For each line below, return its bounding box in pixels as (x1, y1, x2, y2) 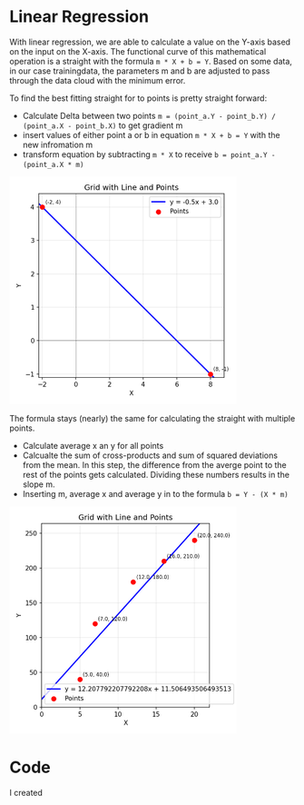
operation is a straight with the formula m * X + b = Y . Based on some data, (9, 55, 293, 66)
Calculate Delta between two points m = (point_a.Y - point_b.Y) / (22, 110, 277, 121)
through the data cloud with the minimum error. (9, 75, 186, 85)
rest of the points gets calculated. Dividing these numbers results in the (22, 469, 290, 480)
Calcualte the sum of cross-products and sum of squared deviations (22, 450, 279, 461)
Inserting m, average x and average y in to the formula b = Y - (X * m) (22, 488, 289, 499)
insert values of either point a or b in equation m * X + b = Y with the (22, 129, 280, 140)
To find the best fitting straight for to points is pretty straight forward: (9, 93, 268, 104)
